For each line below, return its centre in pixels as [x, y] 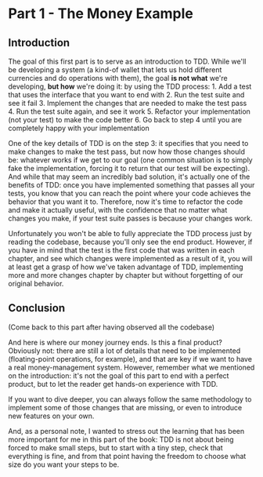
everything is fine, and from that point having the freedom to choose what [127, 456]
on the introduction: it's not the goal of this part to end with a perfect [119, 375]
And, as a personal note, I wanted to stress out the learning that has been [126, 431]
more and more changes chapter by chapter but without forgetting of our [126, 275]
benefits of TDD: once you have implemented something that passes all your [131, 185]
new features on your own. [51, 416]
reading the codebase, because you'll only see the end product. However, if [130, 242]
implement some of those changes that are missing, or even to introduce [125, 407]
